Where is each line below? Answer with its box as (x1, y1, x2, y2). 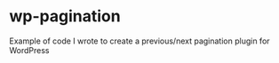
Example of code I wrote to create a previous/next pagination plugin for (9, 35, 270, 46)
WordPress (9, 44, 51, 55)
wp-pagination (9, 6, 122, 27)
